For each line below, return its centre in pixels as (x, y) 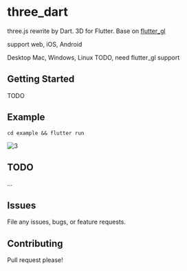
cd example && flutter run (46, 133)
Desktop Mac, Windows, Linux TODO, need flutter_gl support (93, 57)
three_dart (38, 12)
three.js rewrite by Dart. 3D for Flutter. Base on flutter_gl (87, 31)
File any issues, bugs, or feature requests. (66, 222)
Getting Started (41, 79)
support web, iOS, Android (45, 44)
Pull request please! (35, 260)
